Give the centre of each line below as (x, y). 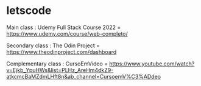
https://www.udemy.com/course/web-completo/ (67, 33)
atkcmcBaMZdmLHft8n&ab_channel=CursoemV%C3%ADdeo (84, 76)
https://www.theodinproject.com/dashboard (62, 51)
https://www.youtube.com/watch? (152, 64)
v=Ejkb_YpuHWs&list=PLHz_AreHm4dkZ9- (60, 70)
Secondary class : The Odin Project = (53, 45)
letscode (29, 11)
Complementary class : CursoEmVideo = (57, 64)
